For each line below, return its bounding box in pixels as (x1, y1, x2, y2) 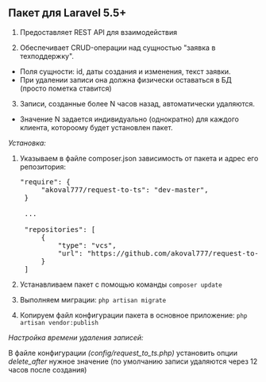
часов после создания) (8, 365, 87, 374)
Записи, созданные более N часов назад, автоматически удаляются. (19, 98, 256, 108)
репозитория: (19, 162, 66, 172)
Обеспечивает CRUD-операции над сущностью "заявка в (19, 43, 216, 52)
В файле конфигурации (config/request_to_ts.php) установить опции (8, 348, 238, 357)
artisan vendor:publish (19, 318, 99, 326)
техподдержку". (19, 51, 74, 60)
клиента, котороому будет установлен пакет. (19, 122, 173, 132)
